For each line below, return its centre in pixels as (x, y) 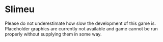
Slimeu (20, 9)
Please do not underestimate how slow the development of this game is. (80, 23)
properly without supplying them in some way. (53, 34)
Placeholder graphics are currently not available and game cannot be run (81, 28)
